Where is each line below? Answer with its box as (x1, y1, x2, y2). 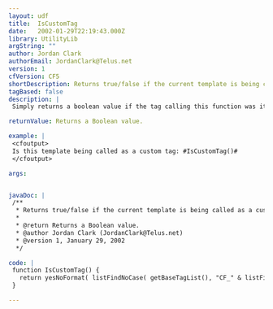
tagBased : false (8, 87, 63, 96)
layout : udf (8, 11, 49, 20)
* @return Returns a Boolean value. (15, 221, 140, 229)
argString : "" (8, 42, 57, 50)
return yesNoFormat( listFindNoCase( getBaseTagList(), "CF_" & (19, 274, 242, 282)
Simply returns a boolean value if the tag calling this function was (11, 102, 256, 111)
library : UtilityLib (8, 34, 79, 43)
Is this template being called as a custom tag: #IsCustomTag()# (11, 147, 238, 155)
